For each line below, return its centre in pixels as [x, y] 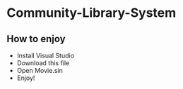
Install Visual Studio [46, 55]
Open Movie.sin [40, 70]
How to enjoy [36, 39]
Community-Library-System [91, 13]
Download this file [43, 63]
